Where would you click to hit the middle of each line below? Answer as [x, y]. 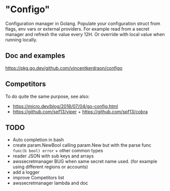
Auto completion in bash [38, 140]
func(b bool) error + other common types [58, 151]
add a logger [26, 172]
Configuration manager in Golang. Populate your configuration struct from [83, 23]
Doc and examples [35, 56]
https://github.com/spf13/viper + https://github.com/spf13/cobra [80, 112]
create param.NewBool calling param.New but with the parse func [82, 145]
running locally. [21, 40]
